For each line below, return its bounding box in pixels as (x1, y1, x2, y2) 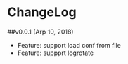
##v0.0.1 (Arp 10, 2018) (7, 27, 74, 36)
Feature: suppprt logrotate (17, 49, 94, 57)
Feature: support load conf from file (17, 41, 121, 49)
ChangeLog (7, 4, 77, 20)
